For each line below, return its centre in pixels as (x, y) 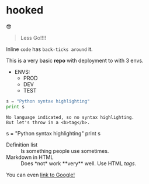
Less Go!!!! (33, 38)
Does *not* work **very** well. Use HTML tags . (79, 163)
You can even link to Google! (40, 175)
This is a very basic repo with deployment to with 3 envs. (75, 60)
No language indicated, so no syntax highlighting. (70, 117)
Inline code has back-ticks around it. (49, 49)
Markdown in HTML (30, 157)
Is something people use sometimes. (65, 151)
